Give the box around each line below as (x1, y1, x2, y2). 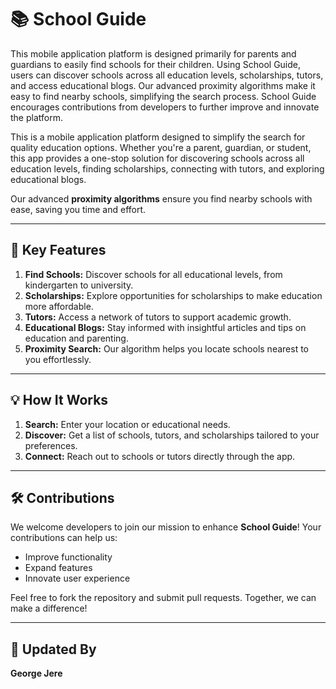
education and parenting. (24, 332, 129, 344)
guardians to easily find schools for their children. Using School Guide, (10, 58, 302, 70)
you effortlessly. (24, 353, 92, 365)
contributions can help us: (10, 532, 118, 544)
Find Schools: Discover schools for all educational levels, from (24, 268, 283, 280)
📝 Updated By (10, 641, 97, 658)
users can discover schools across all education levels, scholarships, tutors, (10, 69, 324, 81)
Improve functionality (24, 551, 113, 563)
